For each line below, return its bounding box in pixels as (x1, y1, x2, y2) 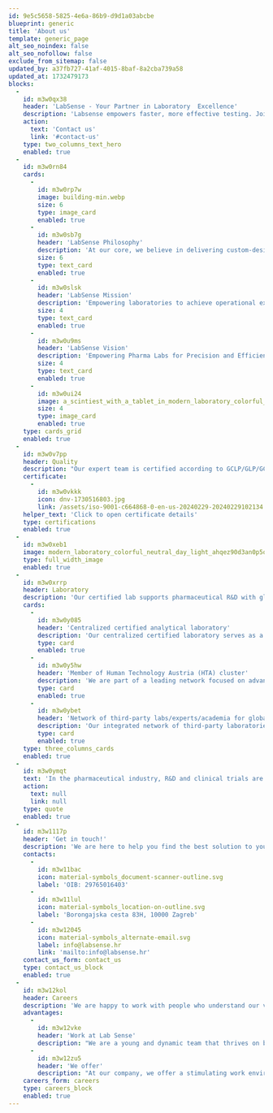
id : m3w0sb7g (37, 231, 82, 240)
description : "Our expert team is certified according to (23, 465, 223, 474)
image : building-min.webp (37, 193, 126, 201)
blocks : (8, 80, 35, 88)
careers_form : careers (23, 1077, 100, 1085)
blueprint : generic (8, 19, 75, 28)
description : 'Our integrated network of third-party (37, 722, 223, 730)
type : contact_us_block (23, 964, 104, 972)
